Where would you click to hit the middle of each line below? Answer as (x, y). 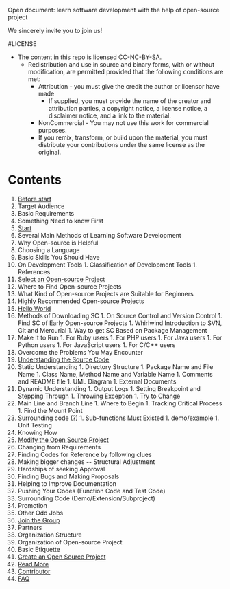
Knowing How (37, 432)
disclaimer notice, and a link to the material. (110, 115)
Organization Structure (50, 535)
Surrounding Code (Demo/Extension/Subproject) (87, 498)
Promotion (32, 505)
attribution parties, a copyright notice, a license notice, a (128, 108)
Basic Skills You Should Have (59, 257)
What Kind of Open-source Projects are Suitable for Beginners (105, 293)
